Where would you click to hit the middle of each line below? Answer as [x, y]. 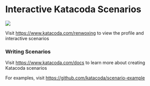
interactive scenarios [27, 38]
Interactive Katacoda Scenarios [73, 9]
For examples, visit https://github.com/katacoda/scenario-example [75, 78]
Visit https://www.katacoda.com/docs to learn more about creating [75, 63]
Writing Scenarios [28, 51]
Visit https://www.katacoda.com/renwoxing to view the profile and [74, 33]
